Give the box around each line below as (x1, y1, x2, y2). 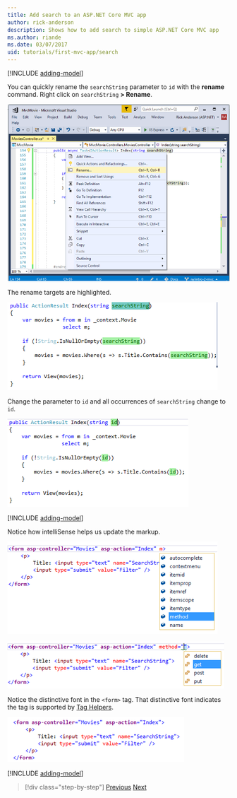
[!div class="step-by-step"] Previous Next (24, 783, 147, 792)
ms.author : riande (7, 34, 61, 41)
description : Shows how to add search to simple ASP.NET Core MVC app (7, 26, 219, 33)
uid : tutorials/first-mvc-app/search (7, 49, 119, 56)
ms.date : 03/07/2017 (7, 41, 68, 49)
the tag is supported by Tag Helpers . (7, 703, 114, 712)
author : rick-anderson (7, 18, 74, 26)
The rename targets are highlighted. (7, 288, 111, 297)
